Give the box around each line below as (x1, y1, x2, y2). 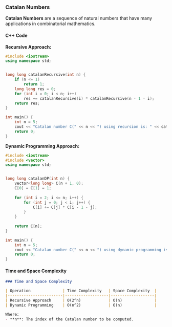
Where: (5, 312, 19, 317)
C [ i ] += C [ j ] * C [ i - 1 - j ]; (32, 205, 97, 210)
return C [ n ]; (14, 224, 42, 229)
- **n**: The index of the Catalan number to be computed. (5, 316, 134, 322)
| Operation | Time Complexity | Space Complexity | (5, 288, 157, 294)
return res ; (14, 101, 40, 106)
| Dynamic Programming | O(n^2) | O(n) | (5, 302, 157, 308)
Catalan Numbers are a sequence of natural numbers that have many (5, 15, 153, 21)
